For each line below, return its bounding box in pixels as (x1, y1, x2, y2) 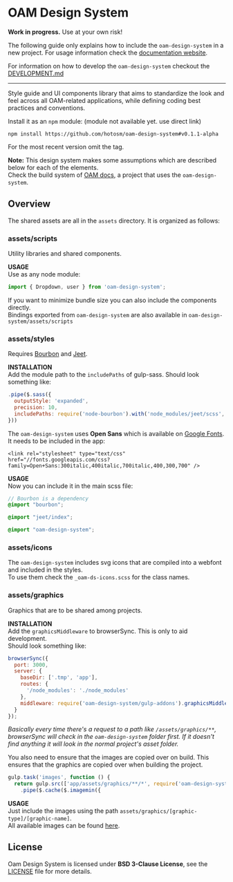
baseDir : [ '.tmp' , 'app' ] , (20, 674, 98, 682)
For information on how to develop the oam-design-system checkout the (8, 62, 210, 70)
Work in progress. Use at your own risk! (8, 28, 123, 36)
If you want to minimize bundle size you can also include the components (8, 296, 217, 304)
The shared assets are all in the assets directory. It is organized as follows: (8, 216, 221, 225)
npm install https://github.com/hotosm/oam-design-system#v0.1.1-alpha (8, 130, 218, 138)
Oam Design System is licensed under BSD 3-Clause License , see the (8, 859, 208, 868)
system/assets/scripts (8, 318, 73, 325)
